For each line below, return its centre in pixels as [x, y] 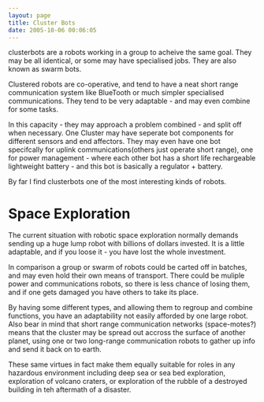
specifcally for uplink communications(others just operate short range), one [131, 149]
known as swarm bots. [45, 69]
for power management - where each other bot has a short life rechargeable [132, 158]
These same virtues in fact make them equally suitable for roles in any [122, 365]
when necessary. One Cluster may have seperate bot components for [121, 133]
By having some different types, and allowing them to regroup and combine [131, 308]
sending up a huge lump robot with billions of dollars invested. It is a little [126, 244]
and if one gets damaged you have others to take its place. [104, 293]
